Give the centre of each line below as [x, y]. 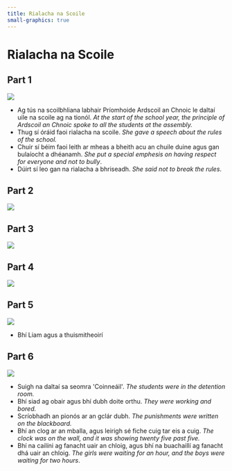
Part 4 [21, 267]
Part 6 [20, 357]
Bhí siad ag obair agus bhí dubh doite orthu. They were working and [114, 401]
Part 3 [20, 229]
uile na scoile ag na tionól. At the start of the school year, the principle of [121, 117]
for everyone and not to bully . [60, 161]
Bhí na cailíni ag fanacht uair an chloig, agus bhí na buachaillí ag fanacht [120, 445]
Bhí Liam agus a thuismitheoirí [60, 335]
